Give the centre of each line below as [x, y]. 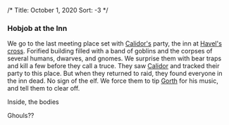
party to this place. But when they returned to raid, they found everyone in [115, 74]
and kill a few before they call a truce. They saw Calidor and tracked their [113, 66]
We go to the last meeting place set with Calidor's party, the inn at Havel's [114, 44]
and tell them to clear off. [44, 88]
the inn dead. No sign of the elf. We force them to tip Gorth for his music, [113, 81]
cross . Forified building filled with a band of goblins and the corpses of [110, 51]
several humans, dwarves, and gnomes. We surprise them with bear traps [114, 58]
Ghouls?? [21, 116]
